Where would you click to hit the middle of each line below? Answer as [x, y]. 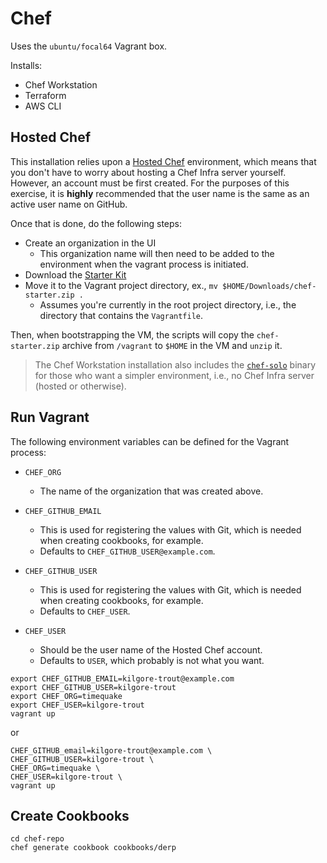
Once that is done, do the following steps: [96, 223]
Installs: [26, 65]
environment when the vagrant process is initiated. [144, 264]
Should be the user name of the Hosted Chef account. [151, 649]
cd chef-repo [37, 839]
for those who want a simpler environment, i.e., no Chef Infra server [174, 375]
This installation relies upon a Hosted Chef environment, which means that [163, 161]
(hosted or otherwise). [80, 386]
